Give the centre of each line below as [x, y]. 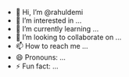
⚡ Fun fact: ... [37, 66]
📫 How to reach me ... [52, 46]
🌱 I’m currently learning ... [57, 29]
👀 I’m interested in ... [48, 20]
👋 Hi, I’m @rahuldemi [49, 12]
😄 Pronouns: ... [41, 57]
